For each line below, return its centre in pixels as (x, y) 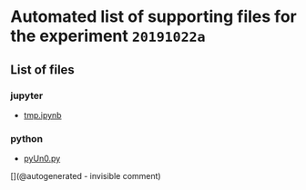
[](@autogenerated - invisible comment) (86, 176)
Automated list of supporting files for (153, 17)
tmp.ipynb (42, 115)
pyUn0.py (42, 159)
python (27, 138)
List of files (43, 70)
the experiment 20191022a (108, 36)
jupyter (27, 95)
